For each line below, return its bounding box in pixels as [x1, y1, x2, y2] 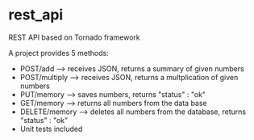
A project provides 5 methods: [8, 48, 109, 57]
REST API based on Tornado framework [8, 32, 140, 42]
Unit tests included [19, 124, 83, 134]
